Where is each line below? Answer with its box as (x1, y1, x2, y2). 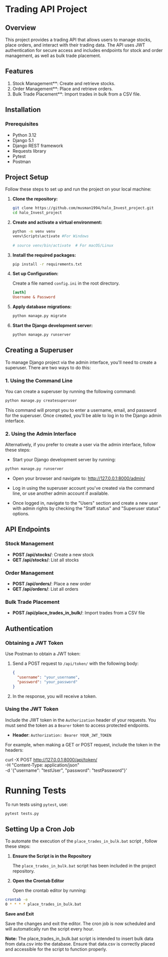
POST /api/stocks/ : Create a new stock (12, 551, 94, 557)
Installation (5, 106, 41, 114)
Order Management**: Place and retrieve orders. (12, 86, 113, 92)
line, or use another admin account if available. (12, 490, 109, 496)
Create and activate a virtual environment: (12, 219, 102, 226)
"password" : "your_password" (17, 679, 78, 684)
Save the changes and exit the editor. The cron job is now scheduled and (5, 920, 155, 926)
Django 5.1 (12, 137, 34, 143)
